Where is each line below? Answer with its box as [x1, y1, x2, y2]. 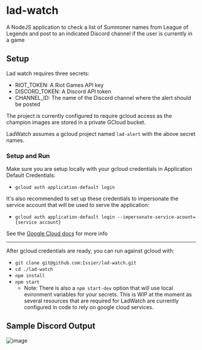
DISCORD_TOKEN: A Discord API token [14, 88, 111, 95]
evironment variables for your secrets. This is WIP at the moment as [23, 291, 192, 298]
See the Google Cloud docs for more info [6, 230, 108, 238]
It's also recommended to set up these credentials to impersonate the [6, 195, 179, 202]
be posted [14, 100, 41, 108]
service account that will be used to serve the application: [6, 201, 150, 209]
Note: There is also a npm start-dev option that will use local [23, 284, 173, 292]
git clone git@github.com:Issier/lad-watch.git [14, 260, 136, 266]
